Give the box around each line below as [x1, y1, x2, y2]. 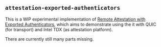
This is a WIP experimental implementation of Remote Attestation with [5, 16, 146, 22]
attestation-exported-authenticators [5, 4, 120, 12]
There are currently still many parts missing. [5, 36, 94, 42]
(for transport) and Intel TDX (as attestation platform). [5, 26, 113, 32]
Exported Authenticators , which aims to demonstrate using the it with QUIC [5, 21, 157, 27]
